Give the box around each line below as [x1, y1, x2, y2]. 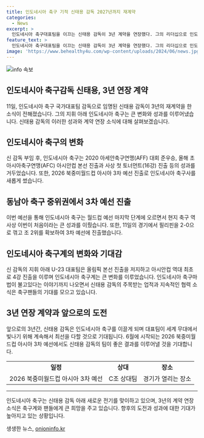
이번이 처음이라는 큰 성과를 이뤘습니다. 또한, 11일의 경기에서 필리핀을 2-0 [17, 221, 189, 229]
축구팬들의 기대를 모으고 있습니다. [17, 289, 97, 295]
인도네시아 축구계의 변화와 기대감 [6, 248, 123, 258]
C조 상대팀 [108, 374, 138, 383]
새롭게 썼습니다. [6, 177, 44, 184]
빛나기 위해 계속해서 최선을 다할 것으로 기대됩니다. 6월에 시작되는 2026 [6, 332, 175, 340]
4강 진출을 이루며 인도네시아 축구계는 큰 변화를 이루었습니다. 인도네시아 [12, 274, 182, 280]
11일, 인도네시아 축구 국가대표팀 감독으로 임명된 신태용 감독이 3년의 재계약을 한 [6, 103, 192, 110]
